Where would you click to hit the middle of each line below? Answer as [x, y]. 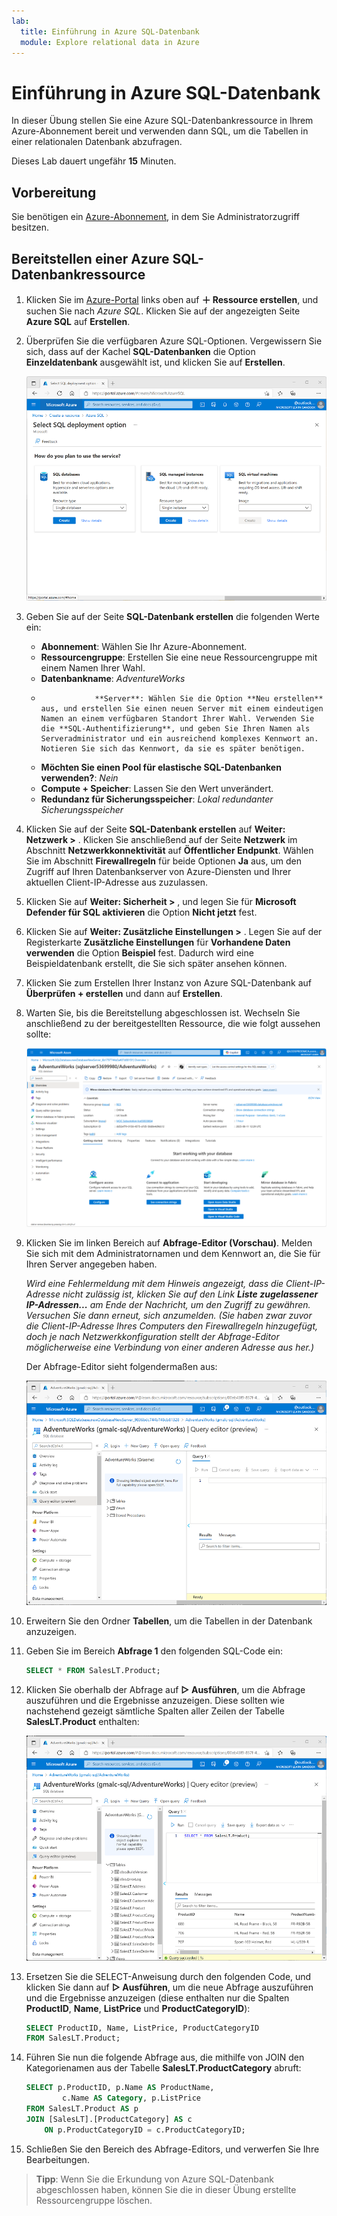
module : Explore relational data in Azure [110, 42]
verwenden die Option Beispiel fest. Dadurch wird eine [139, 953]
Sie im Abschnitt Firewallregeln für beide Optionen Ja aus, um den [163, 861]
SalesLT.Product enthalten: [82, 1722]
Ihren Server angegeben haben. [91, 1264]
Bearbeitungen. [57, 2159]
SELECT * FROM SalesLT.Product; [93, 1671]
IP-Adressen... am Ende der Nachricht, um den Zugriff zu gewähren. [168, 1304]
